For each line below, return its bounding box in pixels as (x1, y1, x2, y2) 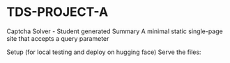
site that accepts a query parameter (6, 34, 109, 42)
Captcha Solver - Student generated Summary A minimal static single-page (6, 27, 224, 35)
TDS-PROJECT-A (6, 4, 109, 20)
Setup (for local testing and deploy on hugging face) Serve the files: (6, 48, 201, 56)
